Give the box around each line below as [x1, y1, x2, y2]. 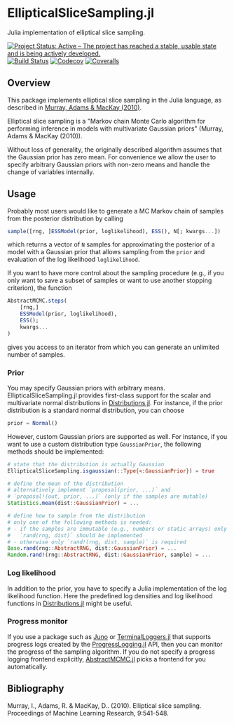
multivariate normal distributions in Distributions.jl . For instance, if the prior [7, 398, 223, 407]
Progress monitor [7, 617, 68, 626]
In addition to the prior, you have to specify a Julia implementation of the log [7, 584, 227, 593]
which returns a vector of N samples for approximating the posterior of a [7, 240, 215, 249]
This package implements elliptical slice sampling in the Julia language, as [7, 96, 222, 104]
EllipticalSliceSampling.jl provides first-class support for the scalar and [7, 391, 212, 400]
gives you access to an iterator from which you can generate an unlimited [7, 343, 219, 351]
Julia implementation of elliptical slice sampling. [7, 28, 146, 37]
